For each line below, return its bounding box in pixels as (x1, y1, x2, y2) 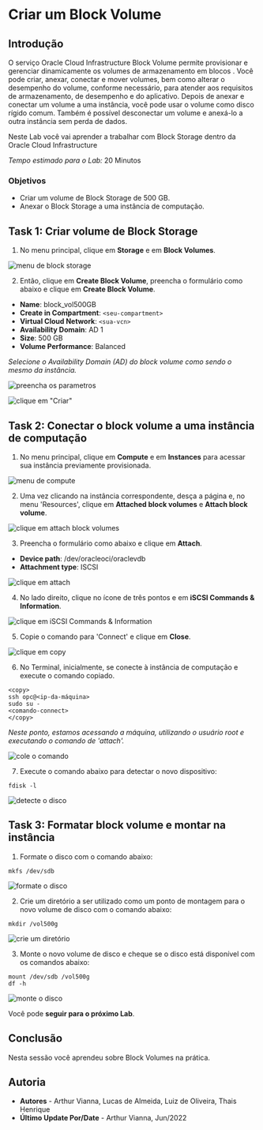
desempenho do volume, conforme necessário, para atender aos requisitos (8, 83, 254, 92)
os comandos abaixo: (19, 957, 90, 967)
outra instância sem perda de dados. (8, 117, 128, 126)
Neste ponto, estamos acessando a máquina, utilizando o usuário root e (8, 727, 245, 737)
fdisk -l (8, 782, 37, 790)
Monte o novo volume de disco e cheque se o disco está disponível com (19, 949, 255, 959)
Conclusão (8, 1032, 63, 1046)
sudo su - (8, 700, 41, 708)
